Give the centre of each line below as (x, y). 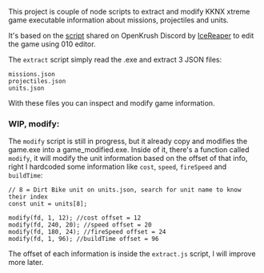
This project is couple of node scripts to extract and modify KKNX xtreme (129, 12)
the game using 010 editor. (52, 44)
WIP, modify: (34, 123)
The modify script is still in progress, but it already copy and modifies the (128, 141)
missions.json (32, 74)
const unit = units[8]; (48, 204)
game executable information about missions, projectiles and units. (119, 20)
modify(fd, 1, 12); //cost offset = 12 (75, 218)
